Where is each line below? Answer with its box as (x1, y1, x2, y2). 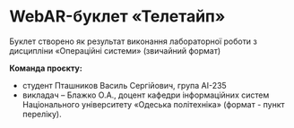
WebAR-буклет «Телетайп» (9, 6, 226, 27)
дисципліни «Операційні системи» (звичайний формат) (9, 45, 221, 55)
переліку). (22, 108, 62, 119)
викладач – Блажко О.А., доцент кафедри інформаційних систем (22, 90, 270, 100)
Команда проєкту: (9, 63, 82, 73)
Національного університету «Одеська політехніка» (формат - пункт (22, 98, 285, 109)
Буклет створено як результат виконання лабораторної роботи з (9, 36, 258, 47)
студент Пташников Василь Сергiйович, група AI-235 (22, 80, 227, 90)
